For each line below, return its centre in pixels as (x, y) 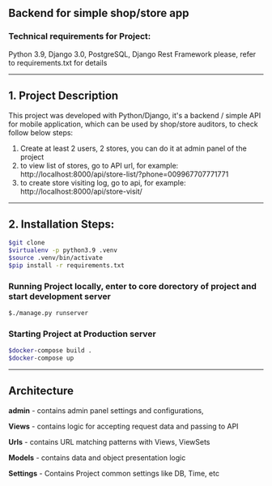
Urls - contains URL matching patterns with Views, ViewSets (109, 441)
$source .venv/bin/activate (56, 258)
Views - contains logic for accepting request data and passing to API (123, 426)
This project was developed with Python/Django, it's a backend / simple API (135, 115)
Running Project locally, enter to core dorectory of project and (133, 286)
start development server (59, 296)
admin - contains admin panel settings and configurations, (106, 410)
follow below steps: (41, 132)
